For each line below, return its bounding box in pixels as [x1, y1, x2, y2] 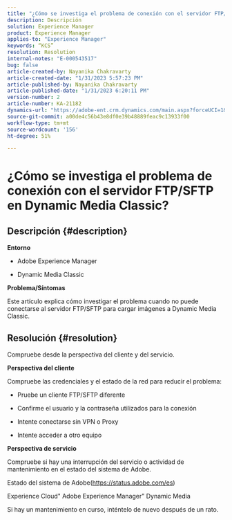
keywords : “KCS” [7, 42, 54, 49]
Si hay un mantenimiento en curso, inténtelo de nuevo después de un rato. [7, 505, 219, 514]
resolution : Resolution [7, 49, 76, 56]
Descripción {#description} [7, 225, 128, 237]
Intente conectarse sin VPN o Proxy [17, 418, 119, 426]
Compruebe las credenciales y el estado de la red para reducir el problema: [7, 377, 222, 386]
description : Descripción [7, 17, 81, 24]
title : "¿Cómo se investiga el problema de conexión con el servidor [7, 10, 212, 17]
